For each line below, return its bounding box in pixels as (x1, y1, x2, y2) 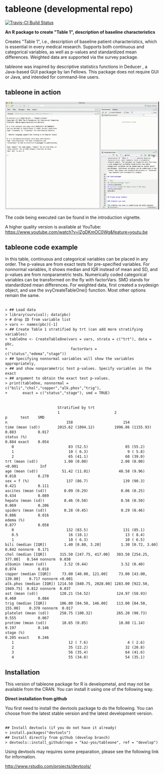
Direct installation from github (5, 696, 67, 702)
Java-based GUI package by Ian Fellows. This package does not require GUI (5, 68, 159, 74)
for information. (5, 754, 37, 760)
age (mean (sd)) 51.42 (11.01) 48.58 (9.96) (5, 469, 145, 474)
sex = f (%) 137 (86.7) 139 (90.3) (5, 478, 145, 484)
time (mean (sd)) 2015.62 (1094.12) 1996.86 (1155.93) (5, 425, 152, 430)
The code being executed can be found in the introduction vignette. (5, 214, 141, 220)
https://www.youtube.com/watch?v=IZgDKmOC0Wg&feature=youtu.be (5, 229, 148, 235)
